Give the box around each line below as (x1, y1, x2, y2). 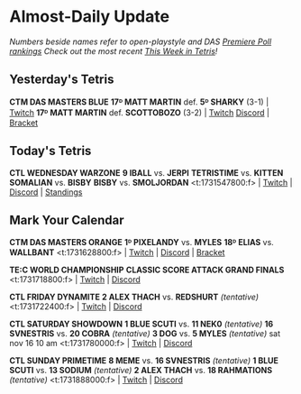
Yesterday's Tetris (9, 72, 114, 87)
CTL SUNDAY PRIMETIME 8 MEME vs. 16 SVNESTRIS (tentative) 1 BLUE (9, 355, 279, 366)
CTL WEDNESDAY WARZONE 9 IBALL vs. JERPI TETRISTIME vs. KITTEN (9, 167, 284, 178)
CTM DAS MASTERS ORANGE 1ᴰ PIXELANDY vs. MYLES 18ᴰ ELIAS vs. (9, 237, 275, 248)
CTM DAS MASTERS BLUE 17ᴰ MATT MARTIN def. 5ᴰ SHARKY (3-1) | (9, 96, 269, 107)
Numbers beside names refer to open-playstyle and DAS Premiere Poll (9, 36, 272, 47)
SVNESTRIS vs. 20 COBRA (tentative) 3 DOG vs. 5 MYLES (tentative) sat (9, 328, 281, 339)
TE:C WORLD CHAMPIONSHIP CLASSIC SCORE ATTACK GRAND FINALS (9, 264, 285, 276)
